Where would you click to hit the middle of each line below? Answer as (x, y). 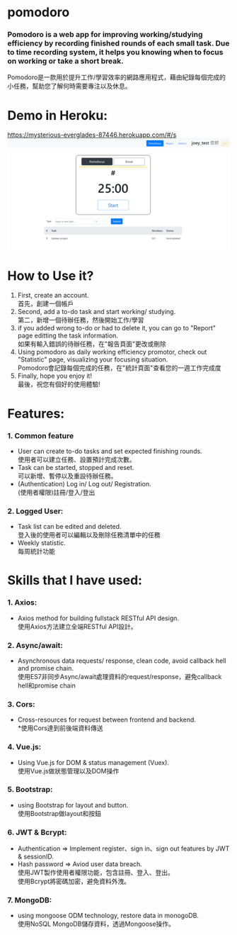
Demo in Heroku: (58, 115)
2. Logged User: (35, 511)
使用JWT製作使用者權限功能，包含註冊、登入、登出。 (96, 873)
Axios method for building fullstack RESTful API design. (98, 618)
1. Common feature (41, 435)
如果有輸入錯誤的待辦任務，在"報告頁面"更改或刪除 (92, 344)
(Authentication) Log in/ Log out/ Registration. (85, 483)
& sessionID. (36, 857)
